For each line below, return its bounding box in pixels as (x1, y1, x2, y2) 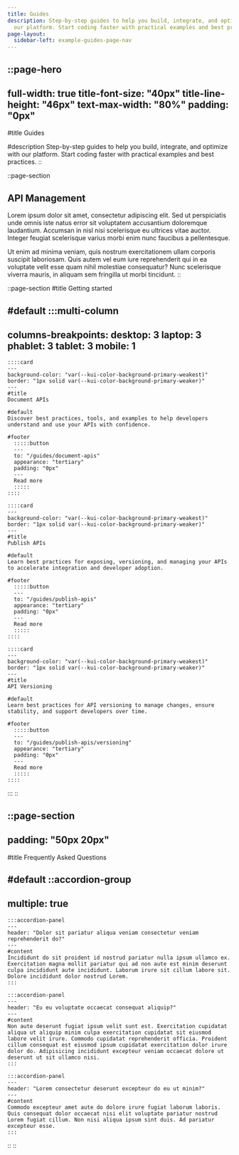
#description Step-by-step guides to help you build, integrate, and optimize (7, 143, 228, 151)
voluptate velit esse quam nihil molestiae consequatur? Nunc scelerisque (7, 263, 221, 271)
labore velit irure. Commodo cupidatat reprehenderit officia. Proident (7, 1035, 228, 1042)
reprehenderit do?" (7, 935, 65, 943)
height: (7, 98, 41, 110)
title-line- (182, 87, 225, 100)
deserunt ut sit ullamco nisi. (7, 1054, 100, 1061)
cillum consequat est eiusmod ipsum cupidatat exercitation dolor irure (7, 1041, 228, 1048)
